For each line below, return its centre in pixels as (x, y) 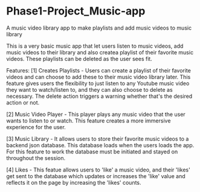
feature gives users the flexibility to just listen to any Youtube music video (98, 83)
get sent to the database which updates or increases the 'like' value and (96, 176)
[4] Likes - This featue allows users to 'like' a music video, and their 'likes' (98, 170)
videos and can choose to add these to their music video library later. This (98, 77)
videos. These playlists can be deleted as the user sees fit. (79, 59)
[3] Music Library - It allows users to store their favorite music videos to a (98, 139)
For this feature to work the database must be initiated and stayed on (92, 152)
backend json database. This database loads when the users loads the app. (100, 145)
